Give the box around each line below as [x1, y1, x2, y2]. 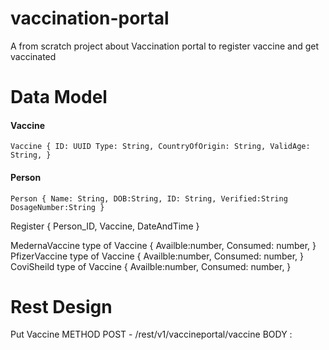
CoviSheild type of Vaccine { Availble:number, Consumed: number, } [10, 260, 292, 272]
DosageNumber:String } [10, 202, 105, 212]
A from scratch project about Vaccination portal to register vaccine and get [10, 40, 320, 52]
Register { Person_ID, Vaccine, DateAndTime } [10, 220, 200, 232]
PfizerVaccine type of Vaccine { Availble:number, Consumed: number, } [10, 250, 305, 262]
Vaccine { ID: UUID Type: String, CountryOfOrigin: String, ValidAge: [10, 142, 311, 152]
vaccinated [10, 50, 57, 62]
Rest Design [10, 295, 113, 318]
